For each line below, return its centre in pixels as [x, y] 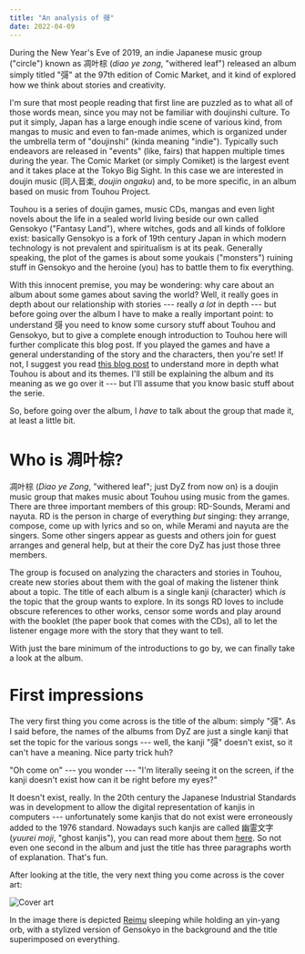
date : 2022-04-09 [42, 26]
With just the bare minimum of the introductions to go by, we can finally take [152, 649]
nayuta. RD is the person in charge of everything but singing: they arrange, [149, 517]
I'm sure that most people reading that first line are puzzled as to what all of [151, 102]
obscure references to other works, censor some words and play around [145, 611]
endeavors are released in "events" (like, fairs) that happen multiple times [147, 150]
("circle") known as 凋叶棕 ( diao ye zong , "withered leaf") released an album [153, 63]
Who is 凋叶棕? [66, 460]
